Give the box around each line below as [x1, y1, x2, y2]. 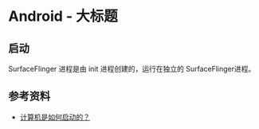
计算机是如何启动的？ [19, 112, 90, 122]
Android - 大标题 [8, 7, 118, 25]
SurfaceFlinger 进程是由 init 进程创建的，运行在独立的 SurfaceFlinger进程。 [8, 64, 256, 73]
